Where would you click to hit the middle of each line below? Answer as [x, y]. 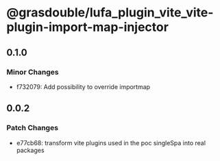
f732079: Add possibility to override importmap [83, 86]
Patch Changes [33, 128]
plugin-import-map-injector [88, 27]
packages [30, 150]
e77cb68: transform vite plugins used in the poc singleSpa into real [111, 143]
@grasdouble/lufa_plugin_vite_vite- [110, 13]
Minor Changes [33, 72]
